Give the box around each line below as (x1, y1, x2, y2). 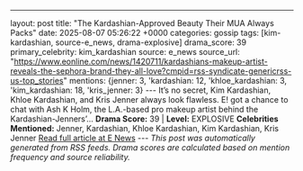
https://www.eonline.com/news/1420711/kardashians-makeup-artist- (13, 56, 268, 67)
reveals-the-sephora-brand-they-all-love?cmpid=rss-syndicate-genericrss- (10, 66, 292, 76)
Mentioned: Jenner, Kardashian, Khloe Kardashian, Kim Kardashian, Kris (10, 123, 280, 133)
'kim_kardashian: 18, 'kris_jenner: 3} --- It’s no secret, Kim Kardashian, (10, 85, 272, 95)
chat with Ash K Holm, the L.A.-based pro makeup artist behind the (10, 104, 259, 114)
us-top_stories (10, 76, 64, 85)
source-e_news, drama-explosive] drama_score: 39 (55, 37, 246, 48)
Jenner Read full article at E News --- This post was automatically (10, 132, 255, 143)
